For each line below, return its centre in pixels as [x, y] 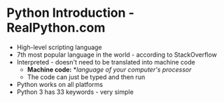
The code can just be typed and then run [86, 77]
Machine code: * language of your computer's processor [109, 69]
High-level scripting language [59, 47]
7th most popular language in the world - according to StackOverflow [117, 55]
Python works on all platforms [59, 84]
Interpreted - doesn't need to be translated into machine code [106, 62]
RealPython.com [56, 28]
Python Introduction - [70, 13]
